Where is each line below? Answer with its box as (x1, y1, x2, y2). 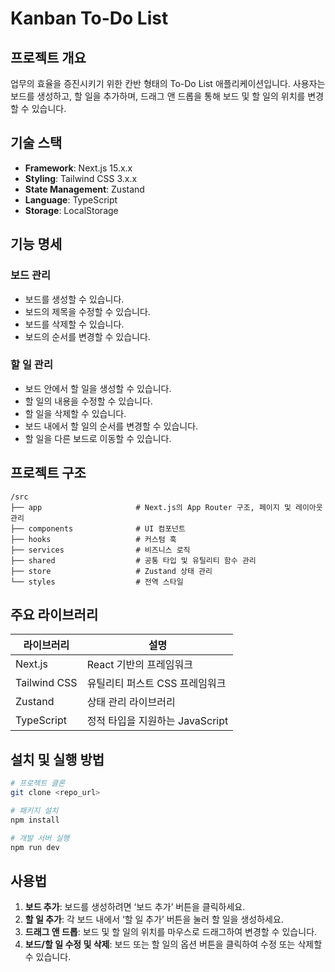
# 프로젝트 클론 (10, 778, 66, 789)
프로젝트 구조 (10, 465, 87, 482)
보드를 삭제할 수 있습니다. (24, 318, 125, 330)
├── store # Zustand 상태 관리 (10, 566, 213, 576)
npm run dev (10, 842, 60, 852)
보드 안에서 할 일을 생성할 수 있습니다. (24, 382, 172, 394)
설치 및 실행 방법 (10, 751, 105, 768)
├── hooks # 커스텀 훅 (10, 534, 177, 544)
